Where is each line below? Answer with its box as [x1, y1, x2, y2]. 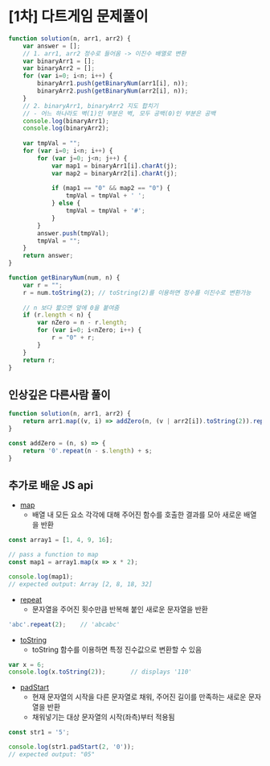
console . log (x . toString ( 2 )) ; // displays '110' [8, 668, 193, 677]
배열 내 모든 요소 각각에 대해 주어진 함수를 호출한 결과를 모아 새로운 [31, 510, 243, 520]
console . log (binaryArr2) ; [22, 124, 110, 133]
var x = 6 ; [8, 660, 45, 669]
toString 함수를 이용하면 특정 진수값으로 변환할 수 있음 [31, 644, 202, 654]
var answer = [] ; [22, 42, 81, 50]
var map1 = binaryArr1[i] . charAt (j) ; [51, 162, 178, 170]
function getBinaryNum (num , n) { [8, 274, 121, 282]
